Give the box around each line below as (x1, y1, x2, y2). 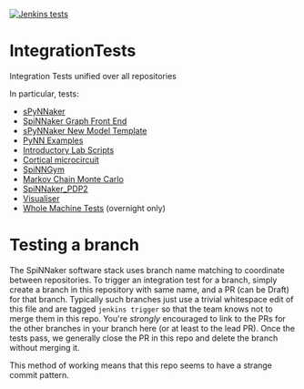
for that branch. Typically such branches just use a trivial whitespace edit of (9, 293, 294, 304)
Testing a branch (9, 235, 139, 255)
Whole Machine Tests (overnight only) (22, 202, 167, 213)
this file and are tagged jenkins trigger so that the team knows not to (9, 303, 273, 314)
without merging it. (9, 342, 80, 353)
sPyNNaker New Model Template (22, 125, 147, 136)
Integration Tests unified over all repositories (9, 70, 177, 81)
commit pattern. (9, 369, 70, 380)
